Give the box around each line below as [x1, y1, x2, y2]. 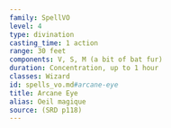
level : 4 [9, 22, 42, 31]
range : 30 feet [9, 47, 67, 56]
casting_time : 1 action [9, 38, 99, 48]
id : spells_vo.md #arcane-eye [9, 80, 119, 89]
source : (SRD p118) [9, 105, 83, 114]
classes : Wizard [9, 72, 70, 81]
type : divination [9, 30, 75, 39]
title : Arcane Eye [9, 88, 78, 97]
